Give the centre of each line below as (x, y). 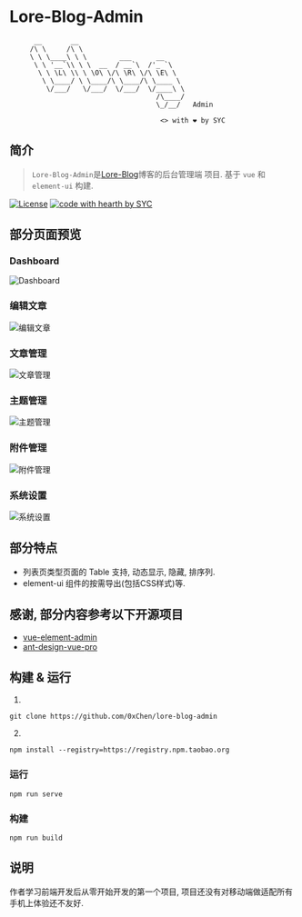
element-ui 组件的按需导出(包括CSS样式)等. (104, 583)
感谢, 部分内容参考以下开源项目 (96, 615)
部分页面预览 (45, 235)
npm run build (36, 838)
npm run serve (36, 794)
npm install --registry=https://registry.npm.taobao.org (120, 750)
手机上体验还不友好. (47, 902)
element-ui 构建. (62, 185)
